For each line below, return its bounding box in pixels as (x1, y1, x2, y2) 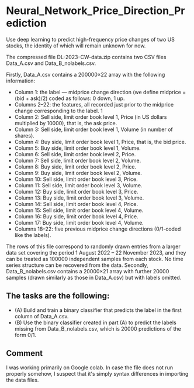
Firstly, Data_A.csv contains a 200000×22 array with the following (6, 71, 165, 78)
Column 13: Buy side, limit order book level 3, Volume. (14, 194, 144, 201)
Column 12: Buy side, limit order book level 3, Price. (14, 188, 138, 195)
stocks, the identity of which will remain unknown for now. (6, 42, 146, 49)
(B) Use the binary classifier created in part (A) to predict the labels (14, 319, 176, 326)
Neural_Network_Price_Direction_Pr (6, 4, 185, 18)
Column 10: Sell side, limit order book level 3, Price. (14, 176, 138, 183)
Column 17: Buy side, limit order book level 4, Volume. (14, 219, 144, 226)
